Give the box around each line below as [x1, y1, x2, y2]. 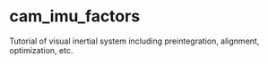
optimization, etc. [9, 44, 73, 55]
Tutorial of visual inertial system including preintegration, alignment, [9, 36, 260, 46]
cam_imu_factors [9, 6, 141, 27]
